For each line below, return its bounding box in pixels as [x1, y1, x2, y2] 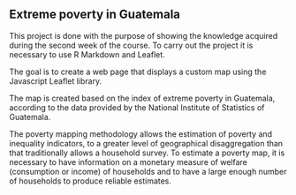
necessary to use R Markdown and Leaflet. [9, 49, 165, 60]
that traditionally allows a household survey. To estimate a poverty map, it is [9, 147, 285, 158]
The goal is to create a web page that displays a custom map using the [9, 66, 267, 77]
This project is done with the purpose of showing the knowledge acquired [9, 30, 278, 41]
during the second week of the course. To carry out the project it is [9, 40, 254, 50]
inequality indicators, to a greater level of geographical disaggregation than [9, 138, 284, 148]
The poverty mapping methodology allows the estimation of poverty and [9, 128, 272, 139]
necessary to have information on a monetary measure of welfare [9, 156, 247, 167]
